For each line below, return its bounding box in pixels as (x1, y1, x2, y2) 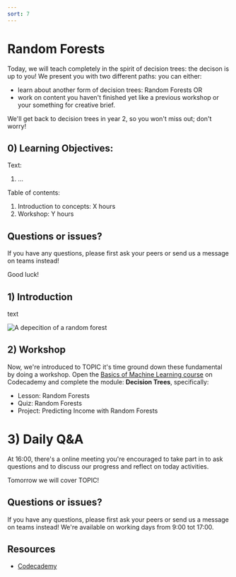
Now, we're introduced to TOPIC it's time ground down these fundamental (7, 362, 223, 371)
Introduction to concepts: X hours (17, 202, 116, 211)
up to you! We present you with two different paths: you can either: (7, 72, 202, 80)
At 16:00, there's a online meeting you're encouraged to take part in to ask (7, 455, 223, 463)
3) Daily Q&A (7, 431, 84, 447)
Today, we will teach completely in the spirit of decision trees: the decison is (7, 64, 230, 73)
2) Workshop (7, 344, 66, 356)
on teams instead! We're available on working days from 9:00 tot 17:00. (7, 522, 214, 531)
